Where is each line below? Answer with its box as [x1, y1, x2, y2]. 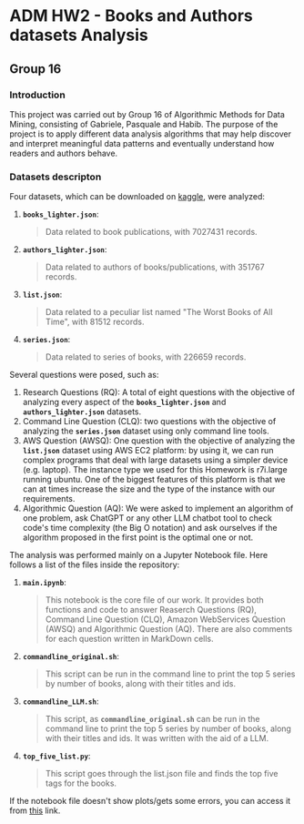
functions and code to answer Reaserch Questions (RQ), [45, 605, 258, 615]
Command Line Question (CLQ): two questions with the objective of [22, 416, 277, 427]
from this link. [9, 805, 61, 816]
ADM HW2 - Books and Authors [9, 5, 253, 26]
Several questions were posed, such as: [9, 370, 159, 381]
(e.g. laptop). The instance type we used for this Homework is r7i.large [22, 464, 289, 475]
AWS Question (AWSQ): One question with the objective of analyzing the [22, 435, 296, 446]
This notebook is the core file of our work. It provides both [45, 595, 264, 605]
